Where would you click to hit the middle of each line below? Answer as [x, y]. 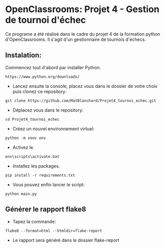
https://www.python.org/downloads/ [43, 77]
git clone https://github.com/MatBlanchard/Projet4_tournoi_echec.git [81, 101]
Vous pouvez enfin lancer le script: [49, 184]
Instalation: [23, 55]
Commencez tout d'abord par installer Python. [53, 67]
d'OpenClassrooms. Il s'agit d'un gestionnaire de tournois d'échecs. [76, 39]
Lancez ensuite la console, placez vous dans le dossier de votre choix [85, 86]
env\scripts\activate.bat [32, 157]
